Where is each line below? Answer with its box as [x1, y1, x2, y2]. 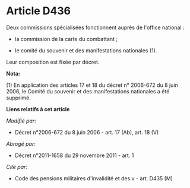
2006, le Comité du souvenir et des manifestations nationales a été [6, 87, 170, 95]
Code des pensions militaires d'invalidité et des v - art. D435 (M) [14, 174, 173, 182]
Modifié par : [6, 117, 37, 124]
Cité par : [6, 163, 28, 170]
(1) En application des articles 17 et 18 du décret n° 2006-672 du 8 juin [6, 82, 178, 89]
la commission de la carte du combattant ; [14, 35, 118, 42]
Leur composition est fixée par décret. [6, 58, 100, 65]
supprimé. [6, 94, 31, 101]
